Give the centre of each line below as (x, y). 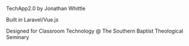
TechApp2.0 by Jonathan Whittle (46, 8)
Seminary (18, 37)
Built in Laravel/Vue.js (32, 20)
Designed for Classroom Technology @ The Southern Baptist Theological (95, 31)
